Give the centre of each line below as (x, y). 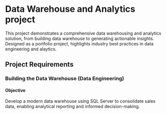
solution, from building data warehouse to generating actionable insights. (80, 38)
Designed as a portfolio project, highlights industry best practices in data (79, 43)
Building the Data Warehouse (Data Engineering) (65, 78)
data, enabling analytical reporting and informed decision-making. (73, 107)
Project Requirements (39, 64)
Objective (15, 90)
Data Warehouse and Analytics (70, 9)
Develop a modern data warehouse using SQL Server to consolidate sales (80, 101)
